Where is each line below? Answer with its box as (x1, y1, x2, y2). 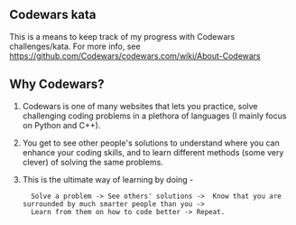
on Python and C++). (22, 119, 101, 130)
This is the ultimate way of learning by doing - (22, 173, 194, 184)
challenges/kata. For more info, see (9, 41, 142, 52)
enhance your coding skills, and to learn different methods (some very (22, 146, 284, 157)
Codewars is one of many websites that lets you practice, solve (22, 100, 259, 111)
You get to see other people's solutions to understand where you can (22, 137, 280, 148)
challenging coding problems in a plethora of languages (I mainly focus (22, 110, 287, 121)
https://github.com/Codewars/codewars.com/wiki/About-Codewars (9, 50, 262, 61)
